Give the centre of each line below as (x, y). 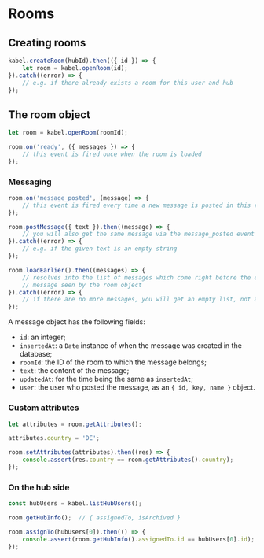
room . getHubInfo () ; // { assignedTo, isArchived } (94, 518)
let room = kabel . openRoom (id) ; (75, 68)
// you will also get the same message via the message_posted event (139, 234)
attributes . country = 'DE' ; (54, 438)
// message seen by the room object (82, 285)
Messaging (30, 182)
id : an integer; (42, 337)
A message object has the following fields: (77, 322)
